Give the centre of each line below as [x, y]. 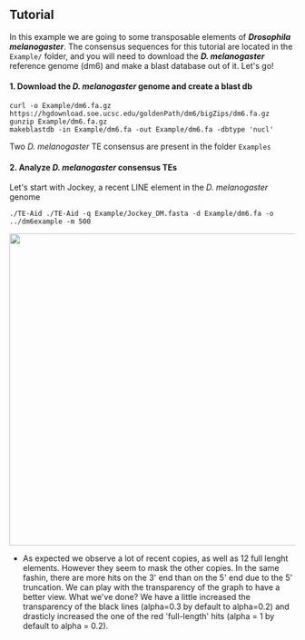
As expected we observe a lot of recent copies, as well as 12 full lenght [155, 558]
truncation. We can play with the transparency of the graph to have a [151, 587]
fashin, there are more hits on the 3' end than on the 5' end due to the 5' [157, 578]
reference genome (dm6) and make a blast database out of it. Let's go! [142, 65]
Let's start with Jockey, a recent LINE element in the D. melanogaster [139, 187]
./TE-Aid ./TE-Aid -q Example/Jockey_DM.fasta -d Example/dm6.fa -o [142, 214]
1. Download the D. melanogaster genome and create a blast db [131, 86]
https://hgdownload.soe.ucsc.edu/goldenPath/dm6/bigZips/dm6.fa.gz [140, 114]
